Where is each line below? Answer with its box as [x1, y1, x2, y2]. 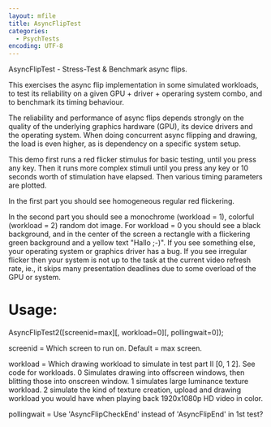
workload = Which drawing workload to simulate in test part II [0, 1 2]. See [8, 359, 256, 369]
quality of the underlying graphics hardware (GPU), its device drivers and [8, 122, 253, 132]
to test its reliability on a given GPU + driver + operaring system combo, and [8, 88, 263, 98]
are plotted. [8, 180, 47, 191]
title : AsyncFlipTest [8, 19, 82, 28]
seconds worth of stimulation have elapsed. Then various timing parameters [8, 172, 263, 182]
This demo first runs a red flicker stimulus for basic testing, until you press [8, 155, 257, 165]
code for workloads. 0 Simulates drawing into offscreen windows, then [8, 368, 245, 377]
